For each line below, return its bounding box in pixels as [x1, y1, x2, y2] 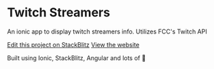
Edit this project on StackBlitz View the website [7, 40, 140, 49]
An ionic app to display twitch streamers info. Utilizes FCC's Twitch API [7, 27, 207, 36]
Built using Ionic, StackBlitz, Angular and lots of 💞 [7, 53, 146, 62]
